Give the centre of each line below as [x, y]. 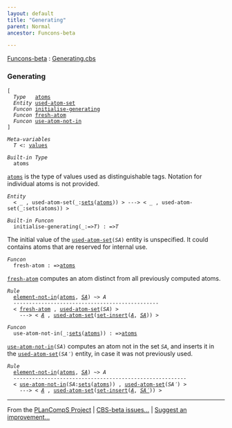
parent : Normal [29, 26]
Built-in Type [28, 157]
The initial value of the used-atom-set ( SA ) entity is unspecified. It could [108, 239]
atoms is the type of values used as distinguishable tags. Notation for [105, 176]
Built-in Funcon [30, 221]
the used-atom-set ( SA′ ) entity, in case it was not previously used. [100, 353]
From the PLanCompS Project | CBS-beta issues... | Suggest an [97, 409]
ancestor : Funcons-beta [41, 33]
